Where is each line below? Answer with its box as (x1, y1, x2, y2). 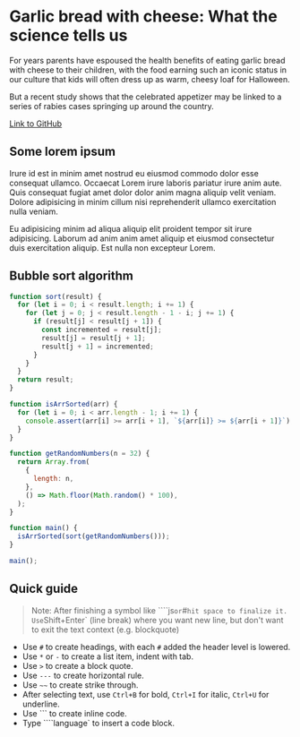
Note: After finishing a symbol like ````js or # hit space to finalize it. (30, 604, 288, 615)
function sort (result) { (9, 292, 102, 301)
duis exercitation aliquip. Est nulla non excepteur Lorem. (9, 242, 216, 253)
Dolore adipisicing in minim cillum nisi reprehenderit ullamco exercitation (9, 196, 277, 207)
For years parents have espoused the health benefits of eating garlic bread (9, 55, 286, 65)
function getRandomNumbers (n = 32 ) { (9, 450, 150, 458)
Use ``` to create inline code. (21, 707, 127, 718)
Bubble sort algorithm (9, 269, 134, 284)
